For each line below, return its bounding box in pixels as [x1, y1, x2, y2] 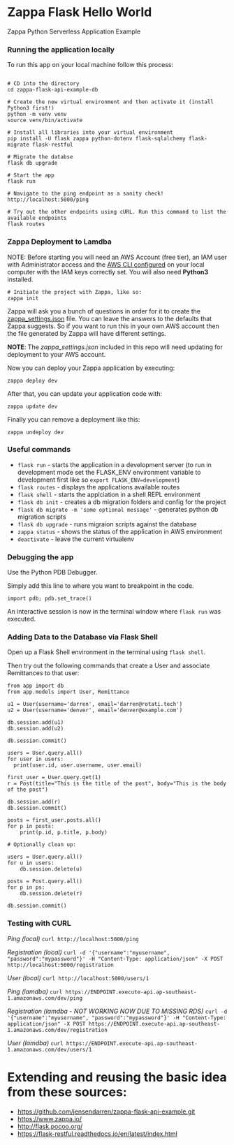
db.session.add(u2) [7, 725, 64, 732]
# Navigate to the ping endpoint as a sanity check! [7, 190, 164, 198]
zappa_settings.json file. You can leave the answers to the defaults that [7, 314, 212, 323]
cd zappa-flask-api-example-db [7, 87, 98, 94]
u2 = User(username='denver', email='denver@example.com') [7, 707, 183, 714]
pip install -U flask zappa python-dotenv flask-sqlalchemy [7, 135, 187, 142]
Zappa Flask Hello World [7, 4, 152, 20]
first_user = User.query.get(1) [7, 774, 101, 781]
